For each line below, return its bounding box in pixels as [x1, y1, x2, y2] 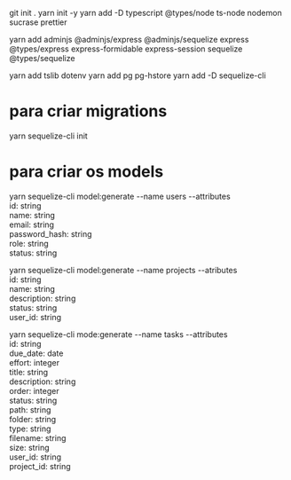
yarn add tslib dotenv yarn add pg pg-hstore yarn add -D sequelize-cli [9, 70, 266, 81]
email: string [9, 219, 55, 230]
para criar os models [9, 161, 164, 182]
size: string [9, 442, 51, 452]
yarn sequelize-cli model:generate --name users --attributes [9, 191, 231, 201]
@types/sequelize [9, 53, 75, 63]
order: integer [9, 385, 59, 396]
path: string [9, 404, 51, 415]
